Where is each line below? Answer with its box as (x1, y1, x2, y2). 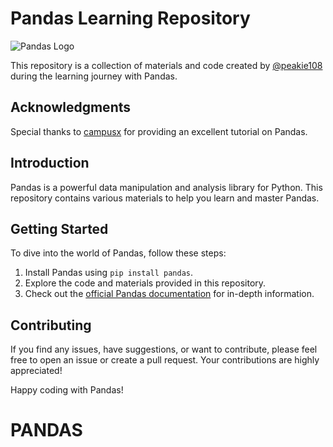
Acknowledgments (10, 99, 132, 116)
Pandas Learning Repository (10, 7, 251, 30)
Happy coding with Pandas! (10, 384, 124, 396)
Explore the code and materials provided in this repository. (24, 277, 267, 289)
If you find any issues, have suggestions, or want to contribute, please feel (10, 343, 318, 356)
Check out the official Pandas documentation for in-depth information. (24, 288, 315, 300)
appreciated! (10, 365, 63, 377)
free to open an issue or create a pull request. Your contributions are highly (10, 354, 320, 366)
